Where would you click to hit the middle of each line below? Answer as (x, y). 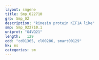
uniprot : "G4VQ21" (24, 32)
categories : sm (20, 50)
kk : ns (12, 45)
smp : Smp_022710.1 (24, 28)
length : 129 (20, 37)
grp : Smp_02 (17, 18)
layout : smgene (20, 9)
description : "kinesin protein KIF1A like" (50, 23)
